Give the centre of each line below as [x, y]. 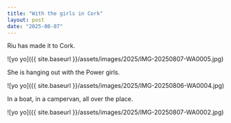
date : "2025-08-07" [35, 26]
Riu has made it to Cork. [41, 46]
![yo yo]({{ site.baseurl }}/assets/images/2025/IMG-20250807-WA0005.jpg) [115, 59]
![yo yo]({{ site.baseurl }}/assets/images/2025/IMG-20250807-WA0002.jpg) [115, 112]
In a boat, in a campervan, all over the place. [70, 99]
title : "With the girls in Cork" [55, 13]
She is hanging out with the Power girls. [63, 72]
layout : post [26, 20]
